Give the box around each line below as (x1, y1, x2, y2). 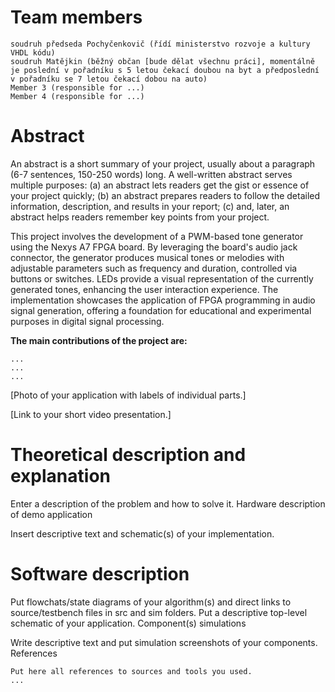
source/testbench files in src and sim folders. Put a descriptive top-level (10, 606, 308, 618)
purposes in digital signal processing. (10, 315, 165, 327)
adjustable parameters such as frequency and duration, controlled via (10, 262, 298, 274)
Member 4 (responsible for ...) (10, 91, 145, 101)
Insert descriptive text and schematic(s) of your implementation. (10, 527, 275, 540)
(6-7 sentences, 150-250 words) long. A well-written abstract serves (10, 168, 293, 180)
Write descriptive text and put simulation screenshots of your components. (10, 636, 318, 648)
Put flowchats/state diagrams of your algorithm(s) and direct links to (10, 596, 292, 608)
